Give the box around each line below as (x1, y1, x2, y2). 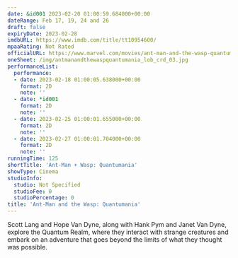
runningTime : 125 (7, 155, 59, 163)
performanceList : (7, 63, 59, 70)
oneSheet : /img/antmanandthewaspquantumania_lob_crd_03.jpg (7, 57, 189, 64)
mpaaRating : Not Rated (7, 43, 74, 50)
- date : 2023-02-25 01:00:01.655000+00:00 (13, 115, 141, 122)
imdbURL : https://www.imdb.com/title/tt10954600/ (7, 37, 157, 44)
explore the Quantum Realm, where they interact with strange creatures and (7, 228, 229, 236)
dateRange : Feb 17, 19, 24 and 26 (7, 17, 110, 24)
